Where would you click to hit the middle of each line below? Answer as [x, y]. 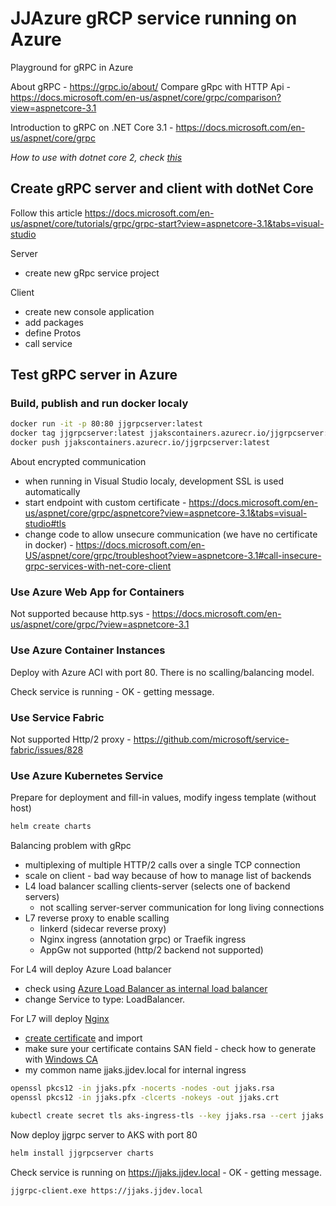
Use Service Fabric [57, 717]
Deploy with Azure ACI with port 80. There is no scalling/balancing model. [162, 672]
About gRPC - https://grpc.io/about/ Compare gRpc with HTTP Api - [150, 86]
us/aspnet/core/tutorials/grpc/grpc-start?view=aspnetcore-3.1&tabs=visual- [167, 223]
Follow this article [46, 213]
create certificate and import [83, 1038]
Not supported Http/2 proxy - [71, 739]
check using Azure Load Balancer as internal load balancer [146, 989]
